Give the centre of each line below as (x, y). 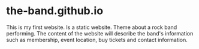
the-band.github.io (55, 11)
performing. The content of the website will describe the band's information (100, 33)
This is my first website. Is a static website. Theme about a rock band (92, 27)
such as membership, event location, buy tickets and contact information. (97, 40)
